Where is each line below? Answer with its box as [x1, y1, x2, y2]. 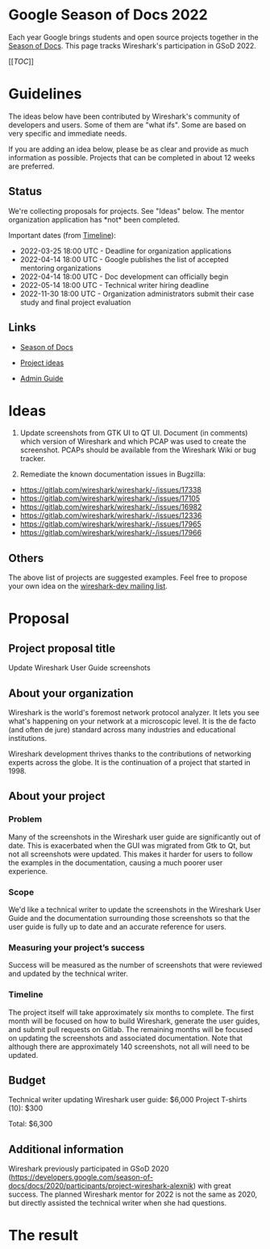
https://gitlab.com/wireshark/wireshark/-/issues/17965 [19, 519, 201, 529]
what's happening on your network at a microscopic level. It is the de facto [8, 716, 256, 727]
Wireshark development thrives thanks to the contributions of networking [8, 749, 251, 759]
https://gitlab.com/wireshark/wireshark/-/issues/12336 [19, 510, 202, 521]
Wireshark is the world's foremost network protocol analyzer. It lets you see [8, 708, 260, 718]
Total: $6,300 [8, 1119, 53, 1129]
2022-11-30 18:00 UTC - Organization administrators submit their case [19, 289, 255, 298]
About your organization [8, 686, 134, 700]
